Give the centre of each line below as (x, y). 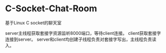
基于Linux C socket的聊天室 (33, 23)
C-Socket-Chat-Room (51, 9)
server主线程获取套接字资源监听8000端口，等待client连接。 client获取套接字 (83, 33)
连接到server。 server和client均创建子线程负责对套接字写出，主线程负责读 (81, 39)
